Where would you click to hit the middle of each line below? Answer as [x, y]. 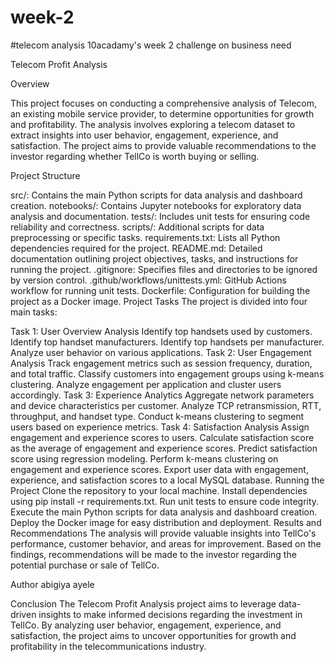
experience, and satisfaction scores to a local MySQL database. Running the [167, 480]
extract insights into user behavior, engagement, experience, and [144, 135]
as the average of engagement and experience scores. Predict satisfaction [164, 448]
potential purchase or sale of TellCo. [85, 565]
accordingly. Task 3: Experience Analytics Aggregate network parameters [162, 395]
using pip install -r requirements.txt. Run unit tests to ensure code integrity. [165, 501]
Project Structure [45, 175]
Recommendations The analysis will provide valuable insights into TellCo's [163, 533]
